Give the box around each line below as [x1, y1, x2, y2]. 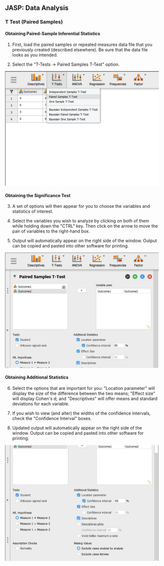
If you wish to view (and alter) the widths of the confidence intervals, [12, 410, 151, 416]
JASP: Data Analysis [5, 4, 69, 12]
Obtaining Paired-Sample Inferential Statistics [5, 30, 101, 36]
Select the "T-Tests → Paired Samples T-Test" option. [12, 61, 120, 67]
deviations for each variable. [12, 401, 70, 406]
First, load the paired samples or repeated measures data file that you [12, 41, 153, 47]
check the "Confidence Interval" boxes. [12, 415, 92, 421]
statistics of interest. [12, 208, 54, 214]
